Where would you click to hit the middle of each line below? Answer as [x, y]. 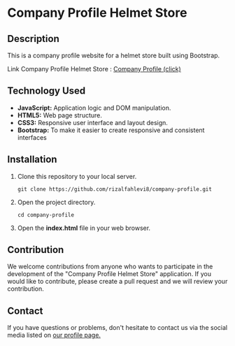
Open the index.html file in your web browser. [84, 228]
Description [33, 39]
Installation [32, 160]
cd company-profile [46, 215]
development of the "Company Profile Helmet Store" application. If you [109, 274]
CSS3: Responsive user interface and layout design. [92, 122]
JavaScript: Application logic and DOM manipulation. [94, 108]
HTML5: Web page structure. [60, 115]
